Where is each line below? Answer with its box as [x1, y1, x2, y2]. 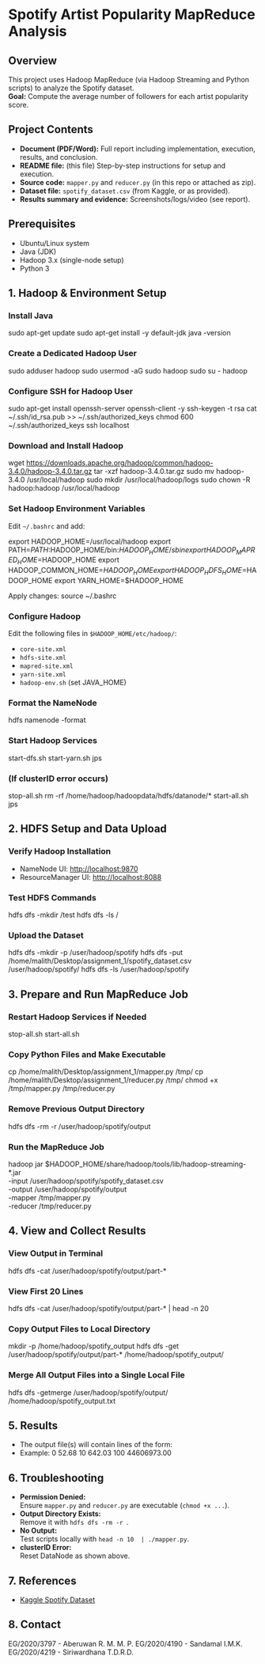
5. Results [8, 1419, 59, 1432]
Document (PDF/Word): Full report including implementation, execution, [19, 144, 256, 154]
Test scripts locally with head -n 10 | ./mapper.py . [19, 1534, 190, 1544]
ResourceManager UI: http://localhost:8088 [19, 872, 162, 881]
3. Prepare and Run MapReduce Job [8, 987, 188, 1001]
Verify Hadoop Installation [8, 846, 112, 857]
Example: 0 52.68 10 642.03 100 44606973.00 [19, 1448, 172, 1457]
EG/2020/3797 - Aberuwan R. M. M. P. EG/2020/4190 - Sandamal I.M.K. [8, 1639, 243, 1648]
